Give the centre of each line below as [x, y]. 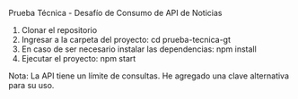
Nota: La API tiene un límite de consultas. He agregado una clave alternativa [149, 76]
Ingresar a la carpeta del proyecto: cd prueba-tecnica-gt [126, 40]
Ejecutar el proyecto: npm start [79, 58]
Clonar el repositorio [59, 30]
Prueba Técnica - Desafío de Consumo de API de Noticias [115, 13]
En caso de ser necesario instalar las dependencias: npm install [139, 49]
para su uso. [31, 85]
